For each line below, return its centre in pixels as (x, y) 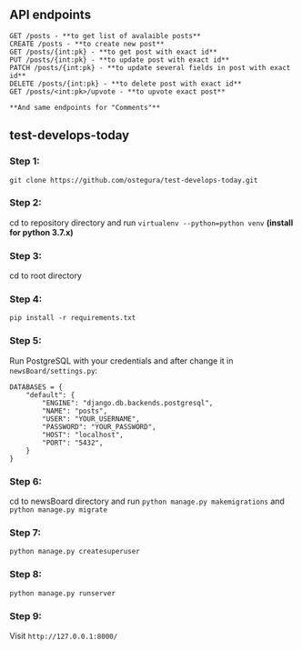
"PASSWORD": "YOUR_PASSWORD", (99, 426)
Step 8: (26, 575)
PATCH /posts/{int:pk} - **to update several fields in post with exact (150, 67)
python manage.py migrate (58, 510)
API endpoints (50, 15)
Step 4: (26, 299)
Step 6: (26, 481)
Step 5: (26, 341)
